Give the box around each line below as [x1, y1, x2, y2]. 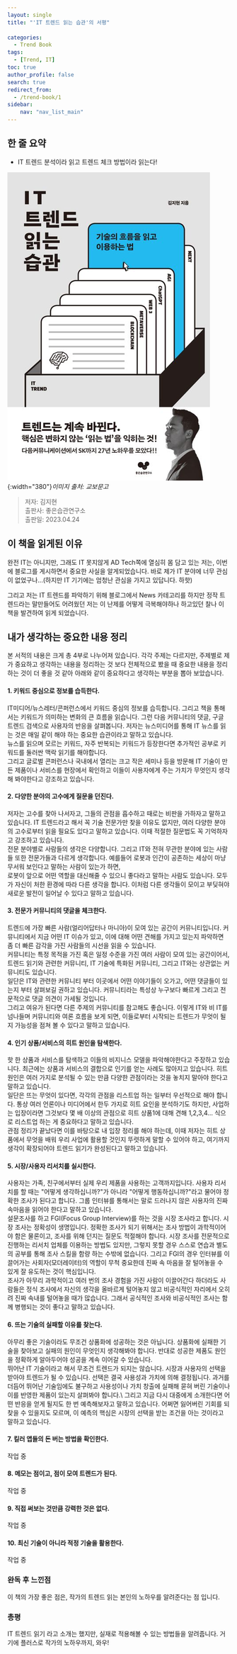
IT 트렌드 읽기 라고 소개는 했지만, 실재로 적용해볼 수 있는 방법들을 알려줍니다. [7, 1630, 219, 1638]
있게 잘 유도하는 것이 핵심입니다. [7, 1267, 97, 1276]
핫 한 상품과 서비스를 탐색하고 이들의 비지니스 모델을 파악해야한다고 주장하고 [7, 1056, 217, 1064]
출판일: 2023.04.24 [24, 514, 80, 524]
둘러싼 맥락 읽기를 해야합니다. [25, 748, 108, 756]
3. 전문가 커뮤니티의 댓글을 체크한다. [7, 906, 108, 915]
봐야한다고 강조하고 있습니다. [14, 775, 95, 783]
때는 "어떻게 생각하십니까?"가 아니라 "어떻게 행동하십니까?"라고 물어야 [28, 1188, 222, 1196]
